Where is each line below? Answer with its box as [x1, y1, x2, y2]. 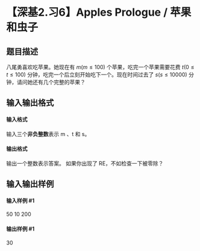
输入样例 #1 [6, 197, 35, 204]
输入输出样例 [6, 179, 54, 190]
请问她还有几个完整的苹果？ [16, 79, 86, 85]
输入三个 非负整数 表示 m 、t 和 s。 [6, 130, 90, 137]
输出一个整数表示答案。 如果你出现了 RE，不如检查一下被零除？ [6, 160, 164, 167]
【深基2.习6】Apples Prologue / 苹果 [6, 5, 192, 19]
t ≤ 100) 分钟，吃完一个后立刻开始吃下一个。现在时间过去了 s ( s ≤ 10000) [6, 71, 188, 78]
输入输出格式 [6, 98, 54, 108]
